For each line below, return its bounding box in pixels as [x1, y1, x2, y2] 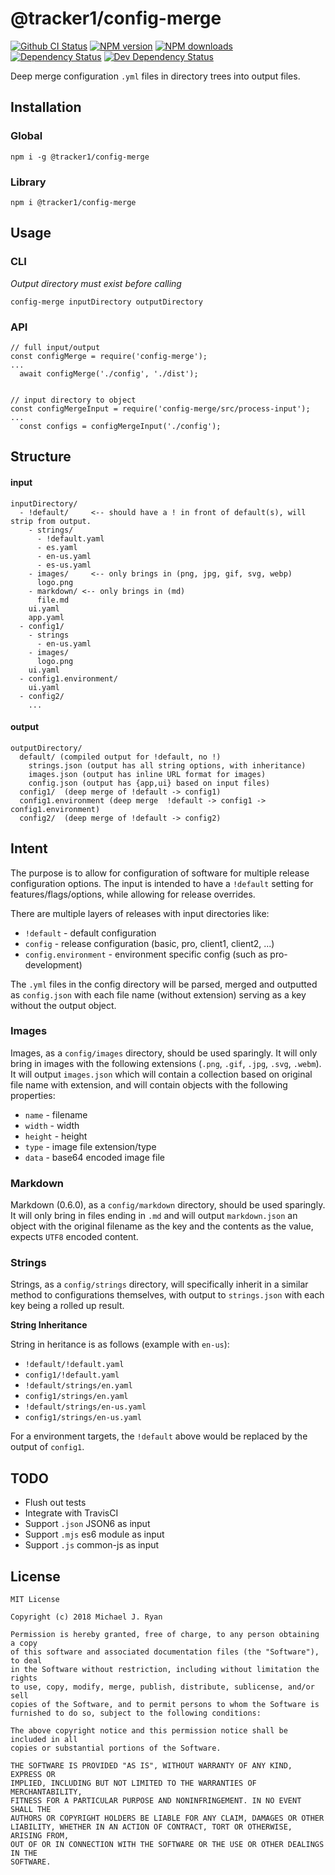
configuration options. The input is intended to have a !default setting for [10, 877, 314, 889]
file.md [36, 595, 70, 605]
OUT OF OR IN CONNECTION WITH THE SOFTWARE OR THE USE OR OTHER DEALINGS [10, 1840, 325, 1850]
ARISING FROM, [10, 1831, 70, 1841]
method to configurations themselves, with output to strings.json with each [10, 1289, 325, 1301]
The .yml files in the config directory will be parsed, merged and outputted [10, 978, 318, 990]
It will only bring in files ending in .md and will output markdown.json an [10, 1210, 298, 1222]
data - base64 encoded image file [24, 1151, 165, 1163]
